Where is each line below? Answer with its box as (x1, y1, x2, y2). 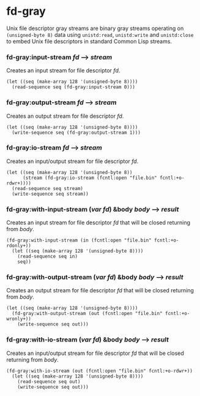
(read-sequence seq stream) (12, 185, 84, 191)
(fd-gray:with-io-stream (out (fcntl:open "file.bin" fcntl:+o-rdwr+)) (6, 368, 193, 374)
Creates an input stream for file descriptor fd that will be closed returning (6, 219, 191, 226)
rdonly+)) (6, 243, 32, 249)
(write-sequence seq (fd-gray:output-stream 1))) (12, 129, 141, 135)
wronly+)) (6, 316, 32, 322)
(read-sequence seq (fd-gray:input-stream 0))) (12, 84, 136, 90)
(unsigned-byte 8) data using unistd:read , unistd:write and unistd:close (6, 31, 194, 38)
